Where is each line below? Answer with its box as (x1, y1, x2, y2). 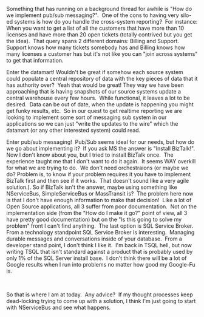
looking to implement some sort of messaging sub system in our (6, 114, 167, 121)
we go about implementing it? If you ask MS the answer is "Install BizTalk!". (6, 145, 195, 152)
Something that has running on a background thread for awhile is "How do (6, 5, 192, 12)
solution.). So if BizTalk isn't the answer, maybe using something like (6, 183, 177, 191)
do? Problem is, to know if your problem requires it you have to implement (6, 171, 191, 178)
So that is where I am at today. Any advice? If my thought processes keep (6, 291, 193, 298)
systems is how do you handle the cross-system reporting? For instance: (14, 18, 198, 25)
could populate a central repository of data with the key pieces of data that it (6, 75, 198, 82)
